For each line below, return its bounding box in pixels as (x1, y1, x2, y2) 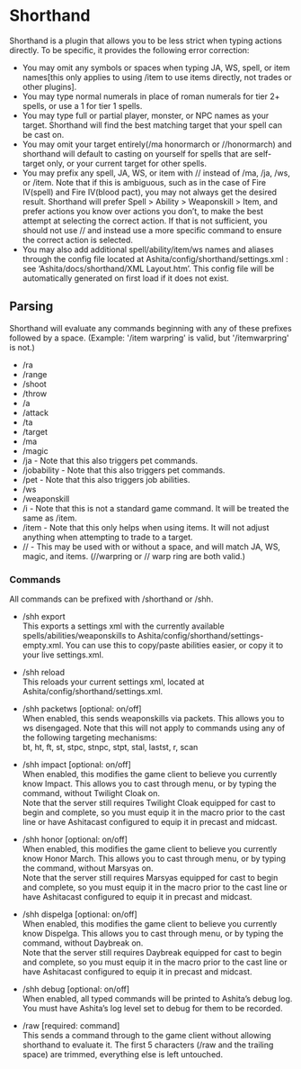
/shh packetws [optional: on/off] (22, 703, 142, 714)
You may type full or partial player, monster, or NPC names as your (22, 110, 270, 121)
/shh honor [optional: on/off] (22, 834, 128, 845)
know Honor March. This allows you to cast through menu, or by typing (22, 853, 286, 865)
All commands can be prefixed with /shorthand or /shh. (9, 593, 214, 604)
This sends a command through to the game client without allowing (22, 1030, 271, 1041)
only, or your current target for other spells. (46, 158, 207, 168)
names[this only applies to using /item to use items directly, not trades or (22, 71, 292, 82)
